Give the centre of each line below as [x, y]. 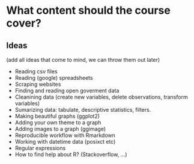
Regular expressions [40, 148]
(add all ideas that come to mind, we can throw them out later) [83, 60]
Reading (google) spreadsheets [54, 78]
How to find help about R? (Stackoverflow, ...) [71, 154]
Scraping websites [38, 84]
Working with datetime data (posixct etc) [65, 141]
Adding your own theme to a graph [58, 123]
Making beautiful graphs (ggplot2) [57, 116]
